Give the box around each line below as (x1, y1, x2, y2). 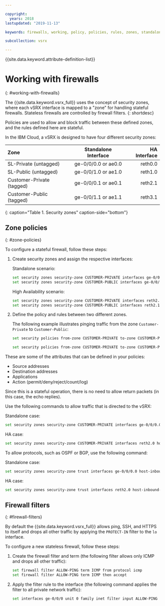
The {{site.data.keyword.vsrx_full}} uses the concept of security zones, (5, 100, 150, 106)
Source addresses (12, 363, 50, 369)
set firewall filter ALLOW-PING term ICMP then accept (12, 572, 127, 577)
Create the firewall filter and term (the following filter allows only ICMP (12, 553, 155, 559)
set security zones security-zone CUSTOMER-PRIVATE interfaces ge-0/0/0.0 (5, 423, 162, 428)
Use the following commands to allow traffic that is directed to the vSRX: (5, 403, 152, 409)
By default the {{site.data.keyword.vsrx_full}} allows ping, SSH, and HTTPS (5, 524, 157, 530)
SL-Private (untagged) (7, 161, 60, 168)
